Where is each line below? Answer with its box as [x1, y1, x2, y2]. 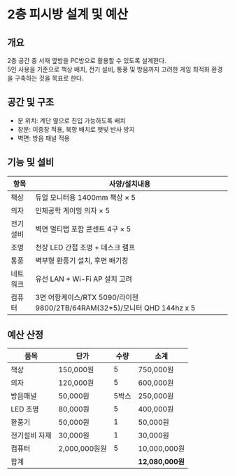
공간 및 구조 [7, 96, 55, 109]
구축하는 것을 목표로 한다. [14, 74, 84, 82]
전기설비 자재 [10, 430, 52, 440]
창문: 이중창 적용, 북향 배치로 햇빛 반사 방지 [17, 125, 135, 133]
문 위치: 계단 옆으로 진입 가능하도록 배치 [17, 116, 126, 125]
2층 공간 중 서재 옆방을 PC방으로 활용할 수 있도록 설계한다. [7, 57, 166, 64]
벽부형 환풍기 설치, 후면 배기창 [34, 255, 129, 265]
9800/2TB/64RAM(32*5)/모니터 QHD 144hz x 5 [34, 303, 196, 313]
